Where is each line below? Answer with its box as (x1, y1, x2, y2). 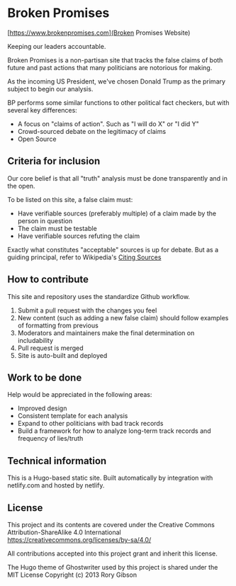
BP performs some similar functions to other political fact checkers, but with (7, 98, 230, 107)
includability (17, 336, 54, 344)
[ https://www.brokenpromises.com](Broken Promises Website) (7, 28, 191, 37)
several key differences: (7, 106, 78, 114)
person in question (17, 216, 73, 225)
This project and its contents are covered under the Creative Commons (7, 521, 215, 529)
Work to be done (7, 371, 82, 383)
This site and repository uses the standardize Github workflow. (7, 292, 190, 300)
